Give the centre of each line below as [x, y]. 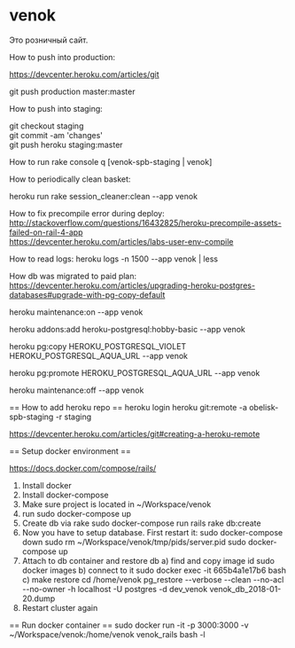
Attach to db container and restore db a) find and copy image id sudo [148, 560]
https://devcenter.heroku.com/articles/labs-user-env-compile [121, 241]
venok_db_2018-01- [245, 589]
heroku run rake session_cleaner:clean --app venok [103, 196]
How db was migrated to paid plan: [73, 276]
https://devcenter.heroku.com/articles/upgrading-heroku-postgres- [132, 285]
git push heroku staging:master [66, 144]
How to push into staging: [56, 108]
